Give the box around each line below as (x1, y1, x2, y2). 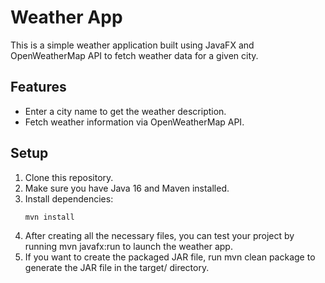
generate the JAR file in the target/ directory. (24, 262, 210, 274)
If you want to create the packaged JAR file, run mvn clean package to (24, 251, 316, 263)
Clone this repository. (24, 171, 114, 183)
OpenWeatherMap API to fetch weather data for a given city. (10, 49, 259, 61)
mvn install (24, 212, 75, 222)
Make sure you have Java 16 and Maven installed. (24, 182, 230, 194)
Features (10, 79, 67, 96)
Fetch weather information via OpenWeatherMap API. (24, 116, 245, 128)
